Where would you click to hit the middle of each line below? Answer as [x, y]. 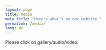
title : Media [19, 14]
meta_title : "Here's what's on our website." [53, 19]
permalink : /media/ [25, 24]
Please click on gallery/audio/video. [42, 42]
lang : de [14, 28]
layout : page [19, 10]
